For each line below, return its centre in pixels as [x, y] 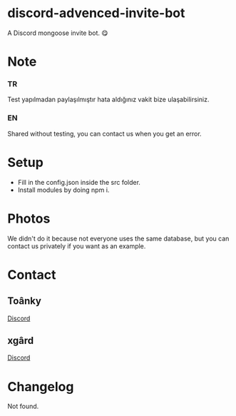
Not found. [23, 406]
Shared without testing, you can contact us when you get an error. [104, 133]
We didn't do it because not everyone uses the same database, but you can [118, 238]
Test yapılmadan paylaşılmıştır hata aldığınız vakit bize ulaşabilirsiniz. [108, 100]
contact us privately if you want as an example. [77, 246]
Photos [29, 218]
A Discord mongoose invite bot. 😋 [58, 33]
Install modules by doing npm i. [63, 190]
